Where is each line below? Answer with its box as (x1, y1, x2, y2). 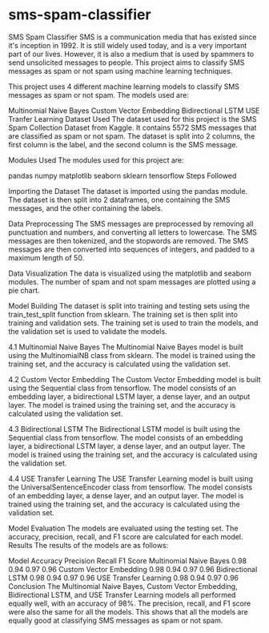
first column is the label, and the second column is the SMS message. (8, 139, 239, 149)
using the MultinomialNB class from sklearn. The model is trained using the (8, 350, 256, 360)
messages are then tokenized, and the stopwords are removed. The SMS (8, 236, 249, 245)
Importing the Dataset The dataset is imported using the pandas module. (8, 186, 248, 196)
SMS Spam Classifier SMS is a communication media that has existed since (8, 32, 257, 42)
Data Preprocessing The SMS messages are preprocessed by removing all (8, 219, 254, 228)
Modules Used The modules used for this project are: (8, 155, 184, 165)
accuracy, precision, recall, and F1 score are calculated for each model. (8, 531, 243, 542)
